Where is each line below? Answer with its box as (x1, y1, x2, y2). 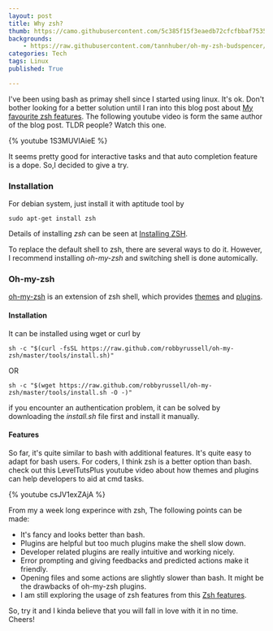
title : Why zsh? (8, 19, 63, 28)
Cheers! (8, 614, 35, 624)
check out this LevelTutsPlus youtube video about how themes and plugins (8, 465, 259, 475)
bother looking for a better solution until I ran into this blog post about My (8, 102, 253, 112)
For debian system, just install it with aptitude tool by (8, 199, 184, 209)
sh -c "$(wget (8, 381, 57, 390)
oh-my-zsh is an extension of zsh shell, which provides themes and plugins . (8, 292, 263, 301)
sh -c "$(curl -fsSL (8, 344, 79, 352)
